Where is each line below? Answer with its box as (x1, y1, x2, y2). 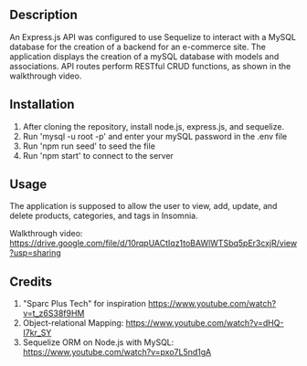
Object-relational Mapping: (22, 318, 124, 329)
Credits (9, 274, 53, 289)
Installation (9, 97, 75, 112)
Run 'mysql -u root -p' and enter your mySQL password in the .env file (22, 131, 288, 141)
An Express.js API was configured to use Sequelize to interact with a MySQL (9, 31, 297, 42)
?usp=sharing (9, 247, 61, 258)
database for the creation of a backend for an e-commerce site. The (9, 41, 267, 52)
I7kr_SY (22, 328, 52, 339)
